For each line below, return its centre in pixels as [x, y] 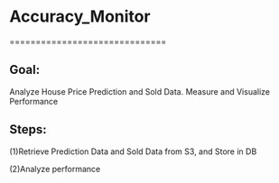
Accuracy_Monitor [80, 17]
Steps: [28, 129]
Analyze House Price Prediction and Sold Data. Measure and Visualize [140, 91]
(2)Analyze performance [55, 169]
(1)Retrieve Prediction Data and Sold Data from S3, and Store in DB [133, 151]
